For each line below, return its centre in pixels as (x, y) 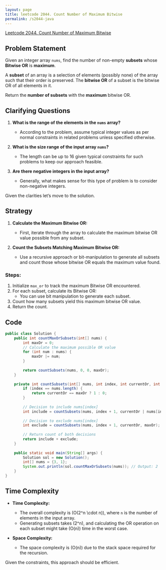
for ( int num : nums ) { (47, 352)
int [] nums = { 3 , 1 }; (45, 462)
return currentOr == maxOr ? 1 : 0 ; (69, 393)
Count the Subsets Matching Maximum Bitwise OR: (66, 247)
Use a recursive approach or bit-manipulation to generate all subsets (89, 257)
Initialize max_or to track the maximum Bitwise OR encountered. (76, 286)
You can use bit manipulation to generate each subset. (75, 296)
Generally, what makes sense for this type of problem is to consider (88, 181)
